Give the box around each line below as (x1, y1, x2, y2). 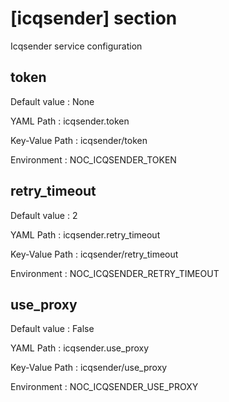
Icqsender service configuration (10, 40, 143, 52)
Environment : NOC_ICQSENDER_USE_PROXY (10, 381, 199, 393)
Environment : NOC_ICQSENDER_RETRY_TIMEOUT (10, 267, 220, 279)
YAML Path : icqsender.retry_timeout (10, 228, 161, 241)
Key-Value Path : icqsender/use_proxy (10, 362, 168, 374)
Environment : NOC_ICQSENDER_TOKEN (10, 153, 177, 166)
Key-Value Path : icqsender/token (10, 134, 148, 146)
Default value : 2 (10, 209, 78, 221)
